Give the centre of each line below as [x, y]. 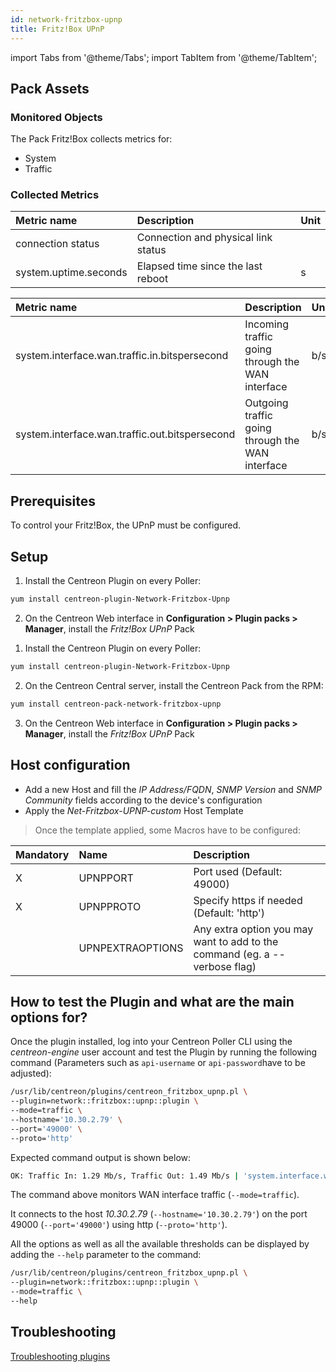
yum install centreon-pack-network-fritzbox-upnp [116, 704]
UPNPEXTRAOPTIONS [131, 948]
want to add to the [236, 941]
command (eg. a [231, 954]
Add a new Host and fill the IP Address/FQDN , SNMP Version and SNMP [173, 789]
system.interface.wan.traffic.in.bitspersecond [122, 356]
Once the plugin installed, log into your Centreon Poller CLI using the [151, 1042]
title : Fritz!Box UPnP [57, 29]
